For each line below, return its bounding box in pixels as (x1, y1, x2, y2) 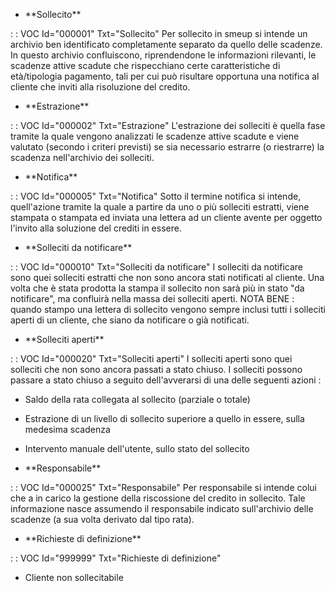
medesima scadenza (24, 424, 111, 435)
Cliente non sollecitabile (24, 572, 124, 583)
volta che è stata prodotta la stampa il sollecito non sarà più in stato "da (10, 282, 305, 294)
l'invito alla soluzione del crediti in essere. (10, 222, 182, 234)
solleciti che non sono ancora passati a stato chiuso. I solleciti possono (10, 364, 303, 375)
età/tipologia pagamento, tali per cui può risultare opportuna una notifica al (10, 70, 320, 82)
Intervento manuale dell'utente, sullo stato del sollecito (24, 443, 250, 454)
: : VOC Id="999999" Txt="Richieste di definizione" (10, 552, 222, 564)
